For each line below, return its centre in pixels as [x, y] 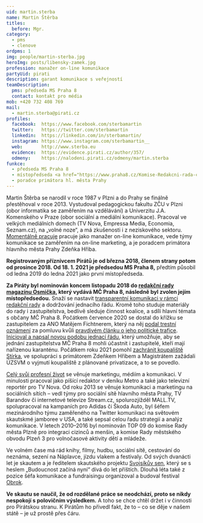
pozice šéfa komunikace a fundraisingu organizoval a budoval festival [93, 476]
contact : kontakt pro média [47, 96]
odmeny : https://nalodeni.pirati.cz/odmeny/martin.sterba [90, 158]
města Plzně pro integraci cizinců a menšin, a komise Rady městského [94, 432]
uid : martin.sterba [31, 12]
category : [19, 34]
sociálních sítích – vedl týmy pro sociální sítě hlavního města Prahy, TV [94, 393]
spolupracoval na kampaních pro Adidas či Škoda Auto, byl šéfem [88, 406]
